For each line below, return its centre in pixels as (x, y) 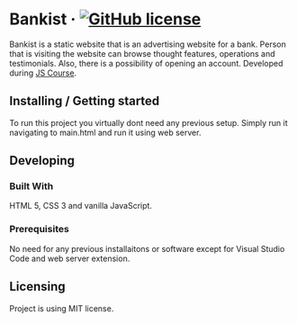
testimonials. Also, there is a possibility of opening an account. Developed (146, 63)
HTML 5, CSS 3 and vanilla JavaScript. (81, 206)
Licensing (37, 287)
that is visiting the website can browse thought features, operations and (143, 53)
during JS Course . (43, 73)
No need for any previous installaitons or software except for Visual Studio (147, 248)
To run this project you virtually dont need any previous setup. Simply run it (148, 122)
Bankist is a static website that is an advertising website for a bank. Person (148, 44)
